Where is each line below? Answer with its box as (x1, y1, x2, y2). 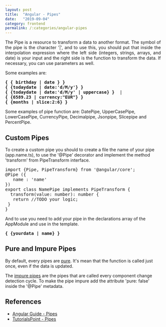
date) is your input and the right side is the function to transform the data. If (5, 55, 161, 61)
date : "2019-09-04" (5, 16, 50, 21)
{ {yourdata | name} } (5, 230, 60, 236)
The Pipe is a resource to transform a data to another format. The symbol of (5, 39, 161, 45)
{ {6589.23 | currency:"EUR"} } (5, 95, 83, 100)
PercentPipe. (5, 119, 32, 125)
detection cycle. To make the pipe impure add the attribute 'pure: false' (5, 278, 150, 284)
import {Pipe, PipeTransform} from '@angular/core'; (5, 166, 136, 172)
